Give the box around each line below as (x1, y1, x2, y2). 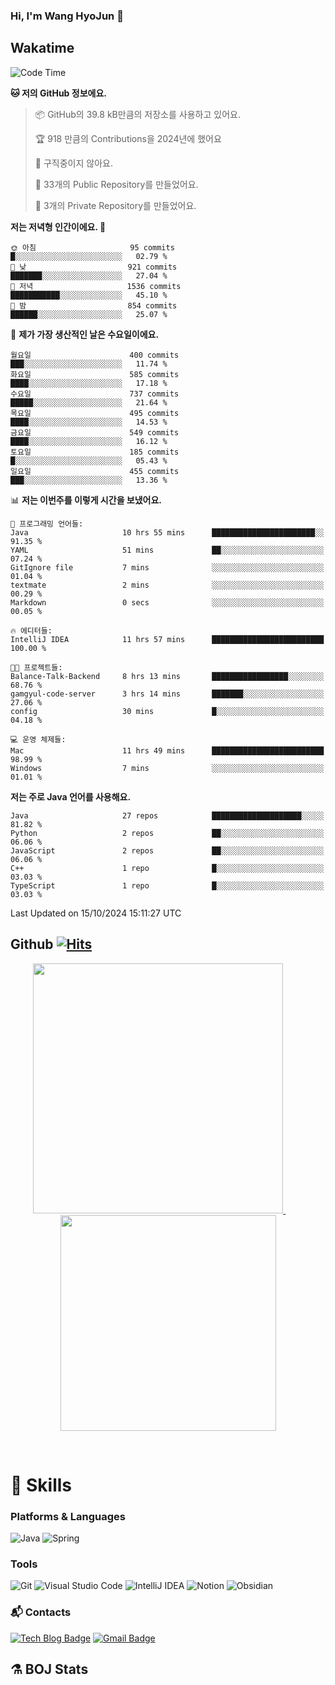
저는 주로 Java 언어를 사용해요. (10, 790, 132, 803)
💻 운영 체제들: (10, 734, 67, 744)
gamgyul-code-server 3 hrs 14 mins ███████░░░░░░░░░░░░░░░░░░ (10, 689, 325, 699)
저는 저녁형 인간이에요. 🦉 (10, 220, 107, 233)
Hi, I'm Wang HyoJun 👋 (10, 9, 124, 23)
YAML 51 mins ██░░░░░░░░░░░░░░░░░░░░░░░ (10, 545, 325, 555)
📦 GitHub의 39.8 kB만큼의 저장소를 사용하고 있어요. (34, 108, 241, 120)
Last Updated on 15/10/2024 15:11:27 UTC (10, 907, 182, 919)
